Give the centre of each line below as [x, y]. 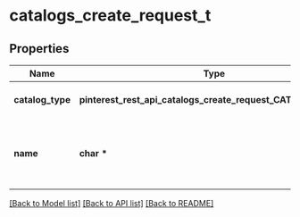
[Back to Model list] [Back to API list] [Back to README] [112, 203]
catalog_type [42, 100]
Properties [39, 49]
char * [93, 153]
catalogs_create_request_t [110, 16]
